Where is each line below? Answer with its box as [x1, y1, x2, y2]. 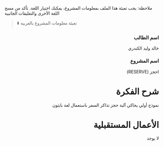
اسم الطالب [134, 34, 159, 41]
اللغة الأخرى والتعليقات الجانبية [4, 10, 60, 16]
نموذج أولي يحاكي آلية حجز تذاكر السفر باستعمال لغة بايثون [52, 102, 159, 108]
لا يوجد [146, 135, 159, 141]
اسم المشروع [130, 57, 159, 64]
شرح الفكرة [116, 86, 159, 97]
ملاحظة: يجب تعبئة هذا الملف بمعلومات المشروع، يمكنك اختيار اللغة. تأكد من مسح [4, 5, 152, 11]
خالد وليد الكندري [128, 45, 159, 51]
